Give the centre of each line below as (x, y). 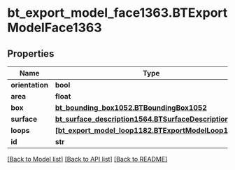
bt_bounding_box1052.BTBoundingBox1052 (131, 108)
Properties (31, 54)
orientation (30, 85)
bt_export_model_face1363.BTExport (117, 13)
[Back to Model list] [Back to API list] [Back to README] (87, 159)
